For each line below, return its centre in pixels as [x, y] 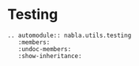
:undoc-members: [45, 49]
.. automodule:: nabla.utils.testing [69, 35]
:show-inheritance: [50, 56]
